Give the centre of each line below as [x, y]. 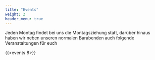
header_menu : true [24, 19]
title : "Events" [22, 10]
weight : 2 [15, 14]
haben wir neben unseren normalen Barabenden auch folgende [70, 38]
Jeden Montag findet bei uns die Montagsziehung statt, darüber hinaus [78, 33]
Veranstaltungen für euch [31, 43]
